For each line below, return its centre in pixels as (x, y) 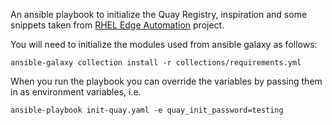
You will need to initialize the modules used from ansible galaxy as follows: (164, 44)
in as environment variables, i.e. (76, 92)
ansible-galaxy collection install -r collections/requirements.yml (156, 63)
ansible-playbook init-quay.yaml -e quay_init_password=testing (147, 110)
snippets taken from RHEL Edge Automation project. (117, 25)
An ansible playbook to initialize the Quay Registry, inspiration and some (159, 14)
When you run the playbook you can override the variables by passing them (166, 81)
